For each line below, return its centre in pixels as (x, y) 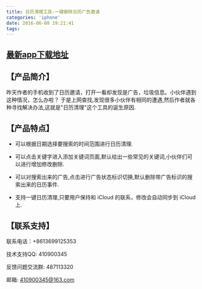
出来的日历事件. (39, 185)
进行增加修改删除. (42, 164)
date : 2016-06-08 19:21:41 (40, 23)
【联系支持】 (30, 225)
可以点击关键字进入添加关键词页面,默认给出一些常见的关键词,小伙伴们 (101, 157)
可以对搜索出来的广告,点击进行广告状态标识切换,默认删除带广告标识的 (101, 177)
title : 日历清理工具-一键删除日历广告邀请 (53, 12)
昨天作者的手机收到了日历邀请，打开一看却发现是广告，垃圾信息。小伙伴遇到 (101, 92)
